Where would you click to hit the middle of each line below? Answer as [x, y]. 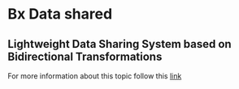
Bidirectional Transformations [85, 56]
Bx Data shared [60, 14]
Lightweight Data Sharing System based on [120, 44]
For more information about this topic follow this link [95, 76]
